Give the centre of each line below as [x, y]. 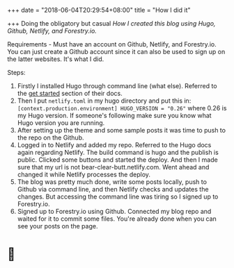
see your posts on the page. [57, 226]
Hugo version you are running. [61, 123]
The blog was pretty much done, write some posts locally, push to [112, 182]
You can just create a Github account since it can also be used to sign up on [116, 52]
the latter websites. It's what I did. [56, 59]
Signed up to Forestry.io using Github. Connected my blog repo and [114, 211]
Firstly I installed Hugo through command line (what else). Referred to [117, 86]
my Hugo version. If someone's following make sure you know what [114, 115]
